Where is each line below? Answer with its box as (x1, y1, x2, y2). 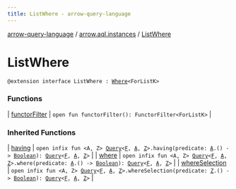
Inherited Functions (7, 128, 76, 138)
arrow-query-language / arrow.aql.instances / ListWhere (7, 30, 172, 38)
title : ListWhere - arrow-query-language (7, 10, 131, 18)
